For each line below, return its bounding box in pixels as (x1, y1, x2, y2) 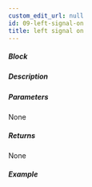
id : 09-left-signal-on (8, 19, 84, 27)
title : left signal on (8, 26, 84, 35)
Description (8, 71, 49, 81)
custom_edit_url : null (8, 11, 84, 20)
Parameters (8, 91, 49, 101)
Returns (8, 130, 36, 140)
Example (8, 169, 38, 179)
